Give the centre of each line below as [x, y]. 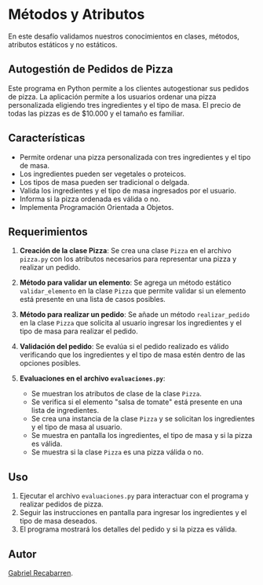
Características [47, 138]
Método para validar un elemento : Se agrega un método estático [125, 283]
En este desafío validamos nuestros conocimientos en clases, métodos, [124, 36]
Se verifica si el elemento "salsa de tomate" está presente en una [137, 402]
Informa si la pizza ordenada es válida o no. [90, 199]
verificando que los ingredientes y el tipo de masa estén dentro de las [132, 355]
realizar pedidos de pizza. [61, 504]
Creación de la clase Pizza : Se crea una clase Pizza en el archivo [125, 251]
